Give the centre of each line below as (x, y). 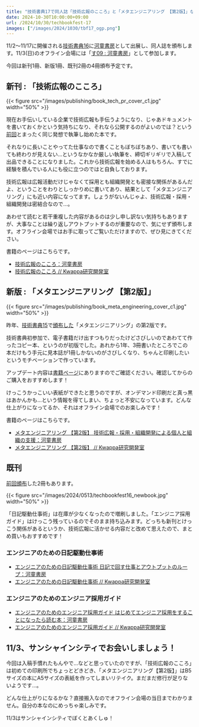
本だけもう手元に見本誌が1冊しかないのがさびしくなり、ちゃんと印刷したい (98, 352)
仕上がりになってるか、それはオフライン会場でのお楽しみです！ (84, 407)
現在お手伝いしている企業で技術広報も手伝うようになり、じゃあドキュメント (99, 120)
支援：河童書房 (44, 440)
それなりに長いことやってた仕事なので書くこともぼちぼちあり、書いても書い (99, 147)
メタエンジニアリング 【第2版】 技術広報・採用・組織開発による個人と (101, 432)
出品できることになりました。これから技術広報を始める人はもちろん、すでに (99, 162)
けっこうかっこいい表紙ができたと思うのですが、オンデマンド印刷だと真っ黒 (99, 393)
